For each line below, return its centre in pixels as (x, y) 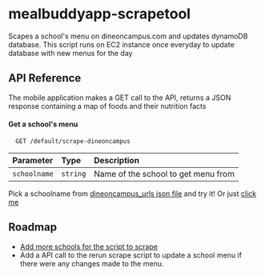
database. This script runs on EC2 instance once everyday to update (121, 44)
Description (116, 160)
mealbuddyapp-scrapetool (99, 14)
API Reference (45, 78)
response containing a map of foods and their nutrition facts (107, 106)
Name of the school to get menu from (164, 174)
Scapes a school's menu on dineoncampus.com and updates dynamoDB (128, 36)
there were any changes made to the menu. (92, 263)
